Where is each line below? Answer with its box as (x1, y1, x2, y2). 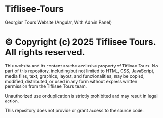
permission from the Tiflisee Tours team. (5, 84, 87, 89)
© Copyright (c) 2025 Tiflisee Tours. (5, 36, 156, 48)
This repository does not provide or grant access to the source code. (5, 107, 144, 113)
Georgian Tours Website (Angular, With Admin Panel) (5, 19, 112, 25)
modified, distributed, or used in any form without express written (5, 78, 138, 84)
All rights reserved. (5, 47, 85, 58)
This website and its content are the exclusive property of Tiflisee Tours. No (5, 63, 158, 68)
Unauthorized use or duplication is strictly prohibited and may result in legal (5, 93, 158, 99)
